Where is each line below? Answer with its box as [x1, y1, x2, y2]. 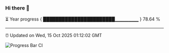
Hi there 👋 [5, 4, 30, 11]
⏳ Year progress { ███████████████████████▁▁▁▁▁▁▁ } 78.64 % [5, 16, 160, 22]
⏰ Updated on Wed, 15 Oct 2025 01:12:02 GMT [5, 32, 102, 38]
